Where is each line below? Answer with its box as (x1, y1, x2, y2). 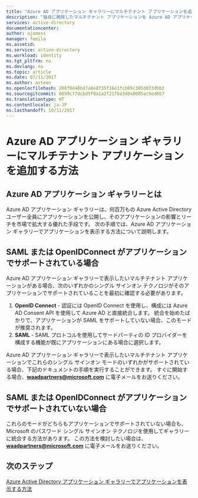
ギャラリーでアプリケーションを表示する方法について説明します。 (12, 228, 172, 235)
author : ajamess (6, 31, 46, 37)
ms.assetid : (6, 42, 35, 48)
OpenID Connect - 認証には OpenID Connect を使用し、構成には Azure (14, 302, 188, 309)
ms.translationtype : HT (6, 96, 65, 102)
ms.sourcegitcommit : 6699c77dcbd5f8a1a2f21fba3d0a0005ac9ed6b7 (6, 91, 165, 97)
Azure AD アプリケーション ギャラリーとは (6, 189, 162, 199)
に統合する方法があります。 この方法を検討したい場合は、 (6, 435, 147, 442)
